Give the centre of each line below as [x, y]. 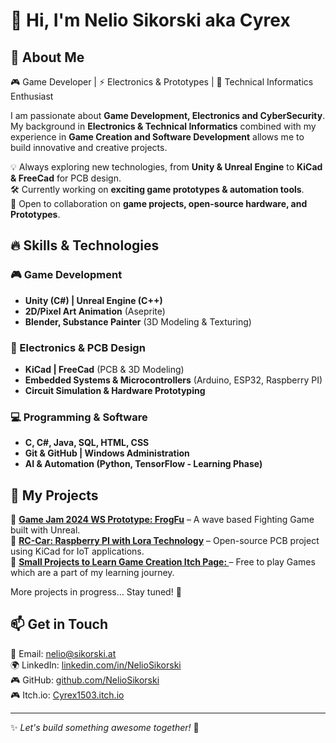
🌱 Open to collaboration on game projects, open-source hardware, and [159, 203]
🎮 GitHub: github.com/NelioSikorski [85, 680]
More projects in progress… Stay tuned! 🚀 [96, 592]
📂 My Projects [54, 495]
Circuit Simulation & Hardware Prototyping [115, 390]
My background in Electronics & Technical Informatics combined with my [163, 126]
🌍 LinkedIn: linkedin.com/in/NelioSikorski [96, 665]
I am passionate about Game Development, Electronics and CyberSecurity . [168, 115]
